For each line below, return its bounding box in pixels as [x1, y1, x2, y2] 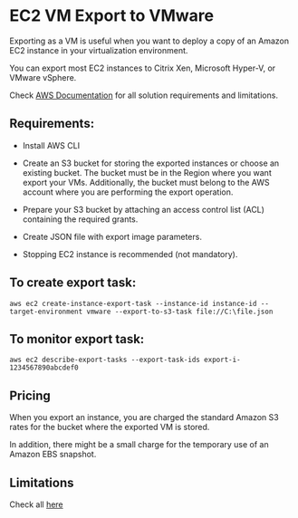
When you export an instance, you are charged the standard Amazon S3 [9, 412, 279, 423]
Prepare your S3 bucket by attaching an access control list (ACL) [22, 204, 265, 215]
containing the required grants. [22, 214, 139, 225]
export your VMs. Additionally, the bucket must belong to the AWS [22, 177, 270, 187]
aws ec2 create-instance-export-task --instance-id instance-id [9, 299, 257, 308]
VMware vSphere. [9, 72, 77, 82]
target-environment [9, 307, 83, 316]
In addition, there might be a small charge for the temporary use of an [9, 439, 269, 450]
